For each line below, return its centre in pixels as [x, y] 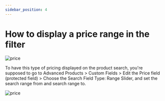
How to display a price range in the [77, 34]
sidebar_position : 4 [26, 10]
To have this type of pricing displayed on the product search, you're [74, 67]
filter [15, 44]
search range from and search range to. [46, 83]
